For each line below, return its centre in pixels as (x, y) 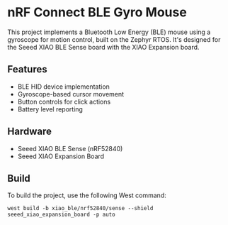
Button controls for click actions (64, 101)
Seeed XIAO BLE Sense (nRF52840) (70, 148)
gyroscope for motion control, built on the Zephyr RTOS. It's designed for (114, 39)
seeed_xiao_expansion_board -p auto (61, 215)
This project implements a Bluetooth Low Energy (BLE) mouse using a (109, 32)
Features (27, 69)
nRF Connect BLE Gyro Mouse (97, 12)
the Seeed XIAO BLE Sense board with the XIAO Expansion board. (103, 47)
